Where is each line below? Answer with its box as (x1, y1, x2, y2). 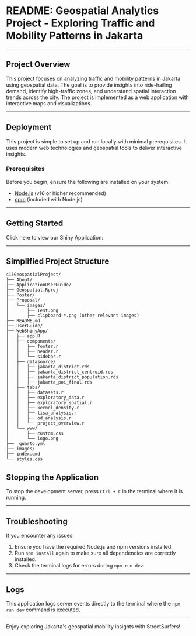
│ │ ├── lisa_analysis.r (6, 410, 77, 416)
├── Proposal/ (6, 298, 41, 303)
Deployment (6, 122, 52, 132)
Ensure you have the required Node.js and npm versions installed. (14, 543, 173, 550)
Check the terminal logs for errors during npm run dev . (14, 562, 145, 569)
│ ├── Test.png (6, 307, 59, 314)
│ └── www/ (6, 426, 38, 432)
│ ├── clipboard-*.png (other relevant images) (6, 313, 140, 319)
